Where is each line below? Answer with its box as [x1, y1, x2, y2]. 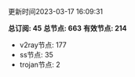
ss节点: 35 [19, 50, 53, 59]
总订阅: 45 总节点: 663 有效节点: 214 [8, 24, 127, 33]
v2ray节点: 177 [19, 40, 67, 49]
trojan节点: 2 [19, 60, 60, 69]
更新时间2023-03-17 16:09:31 [8, 7, 104, 16]
